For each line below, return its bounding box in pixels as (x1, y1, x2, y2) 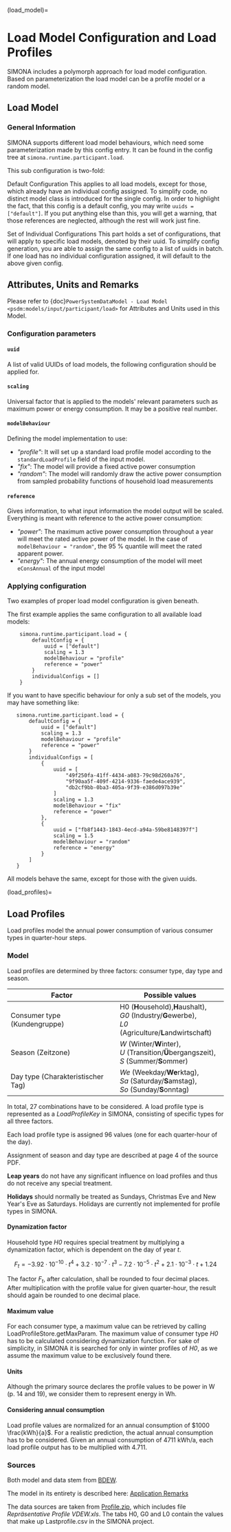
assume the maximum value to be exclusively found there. (7, 1351, 172, 1360)
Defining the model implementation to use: (7, 434, 128, 442)
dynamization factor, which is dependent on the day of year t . (7, 1245, 181, 1254)
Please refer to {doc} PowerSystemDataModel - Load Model (7, 297, 168, 305)
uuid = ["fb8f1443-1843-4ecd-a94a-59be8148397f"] (53, 826, 198, 833)
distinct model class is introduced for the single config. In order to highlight (7, 194, 220, 203)
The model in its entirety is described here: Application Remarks (7, 1489, 189, 1498)
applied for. (7, 367, 40, 376)
